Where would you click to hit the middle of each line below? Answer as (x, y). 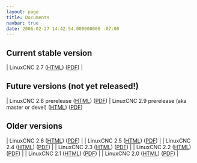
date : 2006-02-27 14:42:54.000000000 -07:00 (63, 29)
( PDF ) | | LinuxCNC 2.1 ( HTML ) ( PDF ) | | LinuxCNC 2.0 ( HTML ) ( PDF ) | (92, 153)
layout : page (23, 12)
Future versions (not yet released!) (73, 86)
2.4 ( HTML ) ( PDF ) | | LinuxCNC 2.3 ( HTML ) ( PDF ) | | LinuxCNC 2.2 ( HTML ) (99, 147)
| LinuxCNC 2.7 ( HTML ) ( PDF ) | (44, 67)
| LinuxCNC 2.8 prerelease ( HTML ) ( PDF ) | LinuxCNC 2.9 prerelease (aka (97, 100)
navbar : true (23, 23)
